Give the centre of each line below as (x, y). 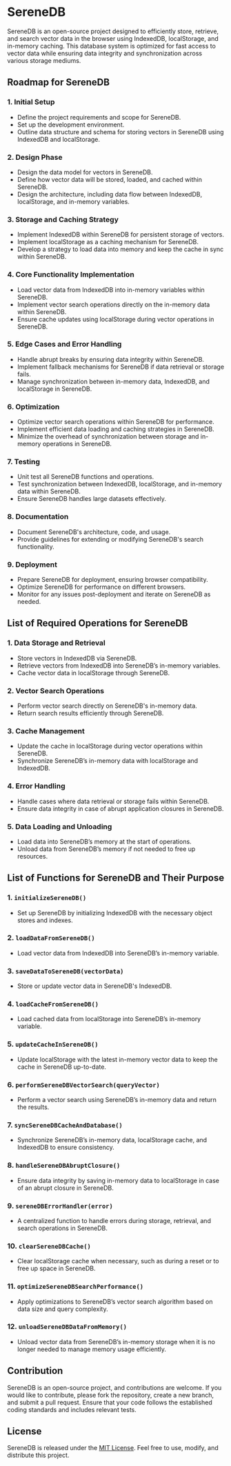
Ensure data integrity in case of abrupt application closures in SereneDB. (120, 808)
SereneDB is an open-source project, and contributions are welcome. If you (114, 1387)
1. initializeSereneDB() (47, 898)
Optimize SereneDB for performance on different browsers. (101, 587)
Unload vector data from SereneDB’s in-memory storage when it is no (116, 1341)
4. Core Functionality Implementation (71, 275)
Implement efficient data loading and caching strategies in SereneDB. (116, 429)
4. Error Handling (36, 786)
